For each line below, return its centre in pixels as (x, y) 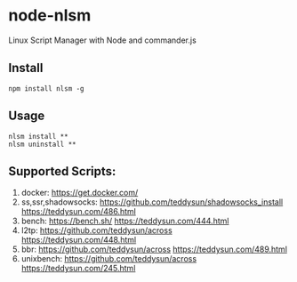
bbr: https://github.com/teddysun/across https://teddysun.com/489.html (154, 249)
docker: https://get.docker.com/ (80, 193)
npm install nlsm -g (47, 89)
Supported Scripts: (62, 171)
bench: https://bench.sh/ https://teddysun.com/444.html (125, 221)
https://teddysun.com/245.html (78, 269)
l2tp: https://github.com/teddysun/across (96, 230)
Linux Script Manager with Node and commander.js (102, 40)
